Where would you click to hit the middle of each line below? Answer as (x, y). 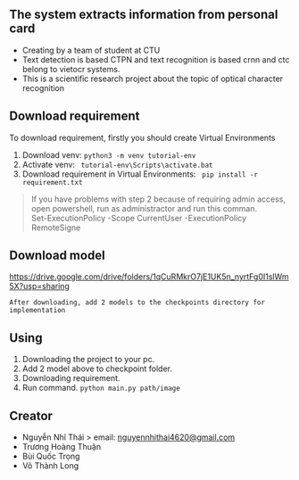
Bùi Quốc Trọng (51, 456)
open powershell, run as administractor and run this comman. (144, 208)
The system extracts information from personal (144, 15)
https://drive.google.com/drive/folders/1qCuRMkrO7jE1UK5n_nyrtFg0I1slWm (149, 277)
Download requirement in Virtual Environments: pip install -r (140, 174)
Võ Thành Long (50, 466)
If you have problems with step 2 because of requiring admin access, (158, 199)
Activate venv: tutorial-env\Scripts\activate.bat (117, 164)
